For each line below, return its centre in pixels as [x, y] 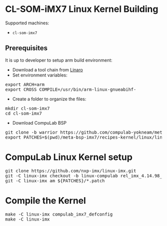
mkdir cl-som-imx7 [28, 108]
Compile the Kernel [45, 200]
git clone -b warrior [32, 132]
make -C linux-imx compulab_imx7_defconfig [59, 214]
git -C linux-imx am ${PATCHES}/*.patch [55, 181]
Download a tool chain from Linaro [47, 70]
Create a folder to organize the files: [49, 99]
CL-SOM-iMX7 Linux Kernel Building [82, 9]
